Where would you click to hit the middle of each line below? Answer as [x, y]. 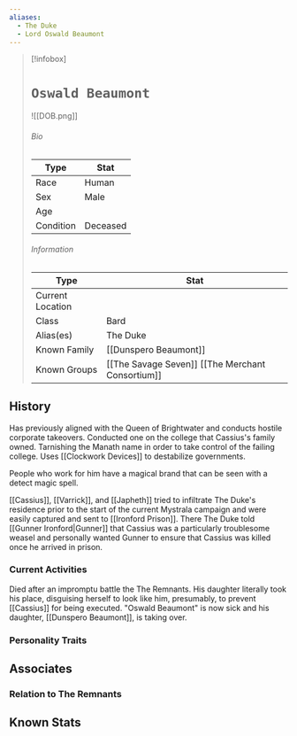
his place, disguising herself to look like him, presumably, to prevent [133, 598]
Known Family [65, 349]
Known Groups [66, 369]
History [30, 407]
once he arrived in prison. [56, 546]
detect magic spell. [44, 483]
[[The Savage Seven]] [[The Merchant [186, 364]
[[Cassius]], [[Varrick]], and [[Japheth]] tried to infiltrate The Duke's [133, 500]
